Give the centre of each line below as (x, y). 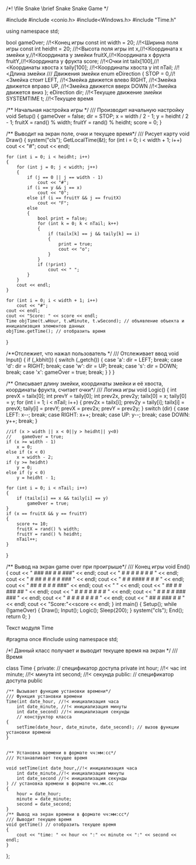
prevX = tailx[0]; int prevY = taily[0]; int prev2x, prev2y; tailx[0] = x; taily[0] (97, 396)
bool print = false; (62, 219)
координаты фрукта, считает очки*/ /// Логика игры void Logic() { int (91, 390)
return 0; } (18, 617)
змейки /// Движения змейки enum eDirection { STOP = (96, 74)
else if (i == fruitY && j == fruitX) (74, 198)
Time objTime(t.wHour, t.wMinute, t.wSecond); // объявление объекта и (95, 321)
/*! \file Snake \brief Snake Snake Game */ (57, 8)
